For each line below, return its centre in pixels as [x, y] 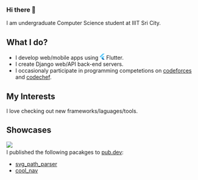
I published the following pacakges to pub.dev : [65, 152]
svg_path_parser [36, 164]
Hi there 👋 [21, 10]
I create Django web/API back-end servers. [69, 64]
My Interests [31, 96]
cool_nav [27, 170]
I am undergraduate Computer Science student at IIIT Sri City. [84, 23]
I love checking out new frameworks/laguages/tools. [72, 111]
